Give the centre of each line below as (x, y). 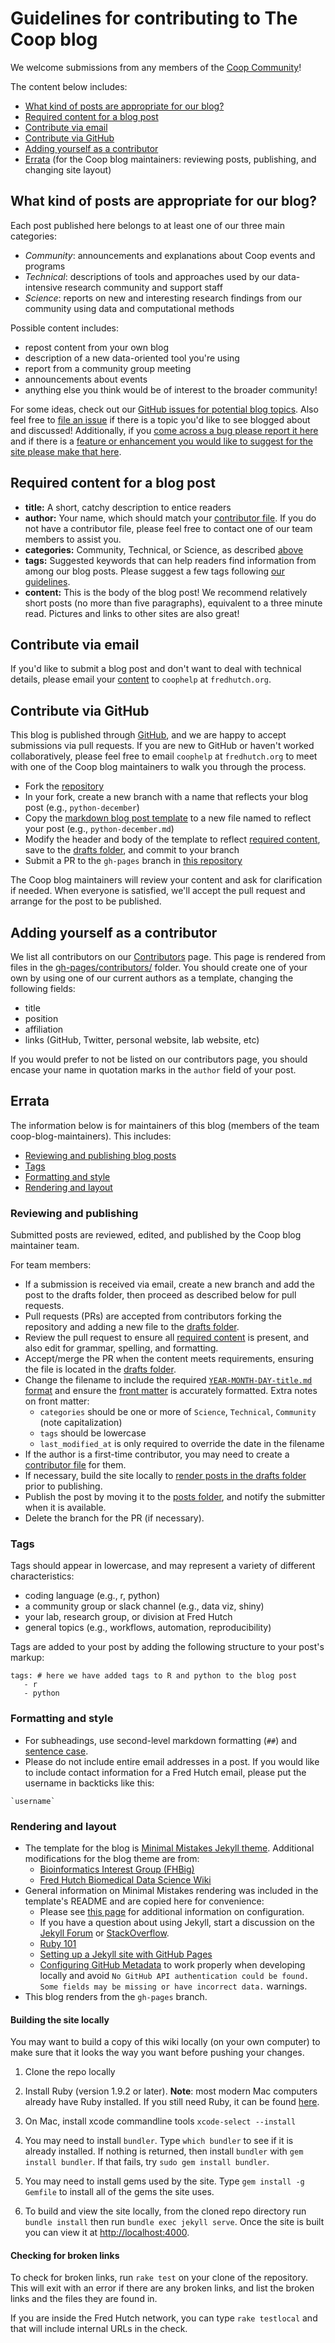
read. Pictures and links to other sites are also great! (132, 613)
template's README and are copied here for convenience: (144, 1901)
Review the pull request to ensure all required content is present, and (167, 1338)
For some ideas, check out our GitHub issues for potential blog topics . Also (164, 409)
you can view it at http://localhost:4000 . (107, 2233)
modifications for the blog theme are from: (112, 1858)
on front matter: (57, 1401)
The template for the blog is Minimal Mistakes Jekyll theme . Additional (169, 1848)
